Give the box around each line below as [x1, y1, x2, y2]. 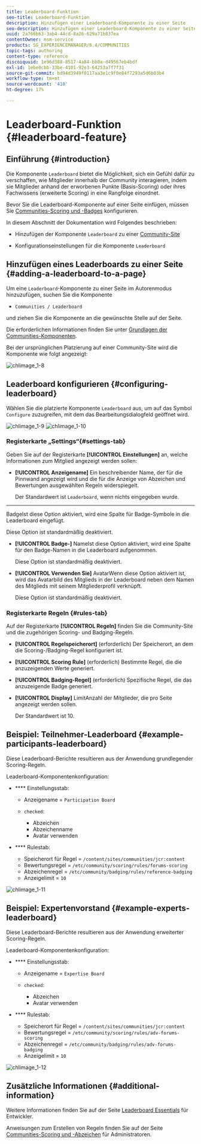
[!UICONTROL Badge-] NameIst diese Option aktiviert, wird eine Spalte [14, 540, 191, 547]
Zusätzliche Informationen [6, 1081, 108, 1091]
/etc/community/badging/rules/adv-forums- [68, 1042, 176, 1048]
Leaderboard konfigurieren [6, 379, 109, 389]
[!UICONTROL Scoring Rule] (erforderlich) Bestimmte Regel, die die [14, 658, 182, 665]
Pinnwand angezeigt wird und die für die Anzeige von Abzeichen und [14, 475, 185, 482]
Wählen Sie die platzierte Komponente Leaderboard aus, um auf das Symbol [6, 404, 193, 411]
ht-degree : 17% [6, 87, 44, 93]
